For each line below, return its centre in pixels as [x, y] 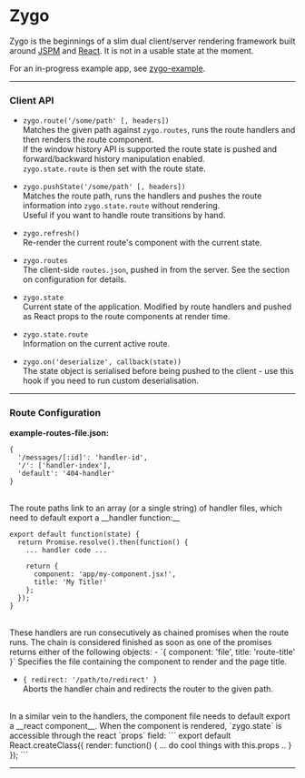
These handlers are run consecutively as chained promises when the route [149, 632]
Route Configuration [55, 413]
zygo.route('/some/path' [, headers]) [96, 121]
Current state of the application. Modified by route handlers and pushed [157, 307]
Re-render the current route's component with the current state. [142, 243]
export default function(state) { [75, 534]
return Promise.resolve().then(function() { [103, 542]
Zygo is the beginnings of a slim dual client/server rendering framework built [152, 41]
